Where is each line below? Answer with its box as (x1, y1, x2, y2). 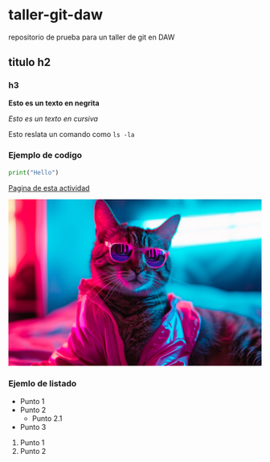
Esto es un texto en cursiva (8, 113, 99, 123)
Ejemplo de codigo (8, 149, 83, 160)
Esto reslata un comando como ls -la (8, 129, 135, 138)
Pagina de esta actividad (8, 183, 90, 192)
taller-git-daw (8, 6, 103, 24)
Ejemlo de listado (8, 378, 77, 390)
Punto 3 (19, 422, 47, 431)
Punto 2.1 (31, 413, 63, 423)
